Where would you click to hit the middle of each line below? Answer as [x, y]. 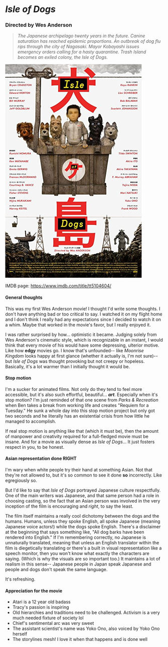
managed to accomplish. [31, 421]
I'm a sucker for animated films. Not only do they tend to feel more [74, 389]
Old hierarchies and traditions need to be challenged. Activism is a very [86, 613]
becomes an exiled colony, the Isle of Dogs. [62, 57]
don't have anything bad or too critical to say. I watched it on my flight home [84, 314]
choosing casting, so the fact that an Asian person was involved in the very [83, 501]
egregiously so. [21, 480]
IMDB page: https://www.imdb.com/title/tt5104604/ [58, 286]
